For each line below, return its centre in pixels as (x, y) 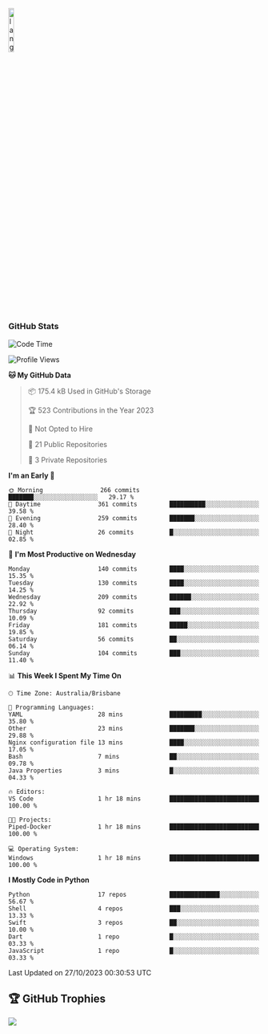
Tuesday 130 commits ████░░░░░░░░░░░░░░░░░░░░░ (134, 583)
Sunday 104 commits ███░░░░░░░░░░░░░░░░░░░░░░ (134, 653)
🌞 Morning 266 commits (74, 490)
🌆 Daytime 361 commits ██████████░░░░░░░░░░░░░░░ (134, 504)
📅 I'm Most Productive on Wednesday (72, 554)
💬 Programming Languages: (51, 707)
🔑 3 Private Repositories (68, 460)
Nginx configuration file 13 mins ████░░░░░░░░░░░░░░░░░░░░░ (134, 743)
